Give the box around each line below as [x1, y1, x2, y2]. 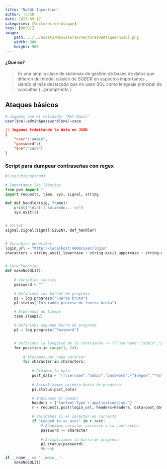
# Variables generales [5, 241, 52, 246]
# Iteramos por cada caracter [23, 354, 85, 360]
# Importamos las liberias [5, 182, 61, 188]
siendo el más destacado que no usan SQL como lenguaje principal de [17, 81, 162, 87]
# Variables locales [14, 277, 57, 283]
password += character [40, 428, 88, 433]
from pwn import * [5, 187, 43, 192]
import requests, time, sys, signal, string [5, 192, 99, 197]
